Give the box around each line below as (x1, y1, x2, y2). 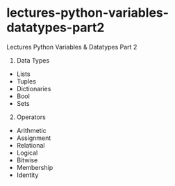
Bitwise (16, 155, 38, 164)
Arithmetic (16, 126, 47, 134)
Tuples (16, 77, 36, 85)
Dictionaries (16, 84, 51, 93)
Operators (16, 113, 46, 121)
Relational (16, 141, 45, 149)
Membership (16, 163, 53, 171)
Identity (16, 171, 39, 179)
